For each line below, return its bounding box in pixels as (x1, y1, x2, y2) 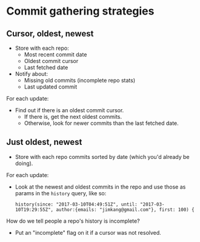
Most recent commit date (24, 51, 87, 58)
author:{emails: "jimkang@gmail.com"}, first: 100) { (56, 206, 195, 213)
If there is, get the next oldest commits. (24, 113, 122, 120)
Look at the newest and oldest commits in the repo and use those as (15, 183, 186, 190)
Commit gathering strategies (6, 4, 155, 18)
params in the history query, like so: (15, 189, 107, 197)
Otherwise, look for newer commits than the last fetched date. (24, 119, 179, 127)
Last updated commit (24, 83, 78, 90)
